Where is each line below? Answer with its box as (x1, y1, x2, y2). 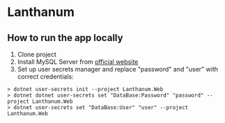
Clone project (17, 50, 57, 58)
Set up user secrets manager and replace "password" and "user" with (17, 65, 218, 73)
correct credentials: (17, 72, 75, 81)
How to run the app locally (7, 32, 123, 44)
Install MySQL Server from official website (17, 58, 139, 66)
